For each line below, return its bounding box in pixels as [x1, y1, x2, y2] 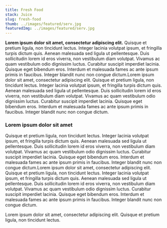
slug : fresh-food [5, 17, 41, 22]
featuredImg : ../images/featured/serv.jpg [5, 26, 95, 31]
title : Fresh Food [5, 7, 43, 13]
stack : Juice [5, 12, 32, 17]
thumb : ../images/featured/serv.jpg [5, 21, 81, 27]
